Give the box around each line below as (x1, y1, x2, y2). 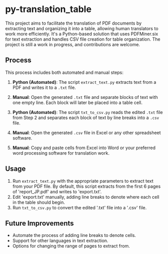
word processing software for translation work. (12, 150, 110, 156)
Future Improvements (5, 219, 74, 227)
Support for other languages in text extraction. (12, 237, 109, 244)
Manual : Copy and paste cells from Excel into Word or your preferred (12, 145, 155, 151)
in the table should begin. (12, 199, 65, 205)
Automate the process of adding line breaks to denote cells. (12, 232, 136, 238)
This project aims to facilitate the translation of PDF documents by (5, 20, 142, 26)
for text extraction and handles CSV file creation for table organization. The (5, 36, 160, 42)
